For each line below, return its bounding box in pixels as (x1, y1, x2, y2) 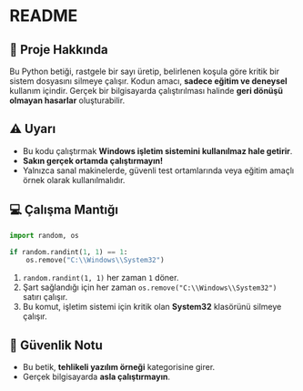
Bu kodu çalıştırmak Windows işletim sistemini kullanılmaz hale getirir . (22, 145, 293, 156)
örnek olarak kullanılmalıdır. (22, 174, 126, 185)
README (9, 5, 78, 26)
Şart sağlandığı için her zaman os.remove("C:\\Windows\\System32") (22, 282, 278, 293)
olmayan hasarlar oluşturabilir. (9, 95, 126, 106)
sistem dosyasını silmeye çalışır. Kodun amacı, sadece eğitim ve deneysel (9, 76, 288, 87)
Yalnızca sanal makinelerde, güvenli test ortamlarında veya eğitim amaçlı (22, 165, 294, 176)
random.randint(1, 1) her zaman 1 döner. (22, 273, 179, 283)
